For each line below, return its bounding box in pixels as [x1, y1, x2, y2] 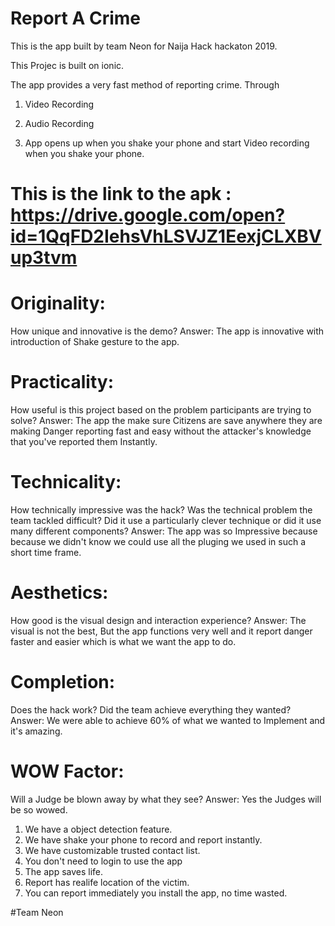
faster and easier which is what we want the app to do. [10, 635, 237, 647]
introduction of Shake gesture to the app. [10, 336, 180, 348]
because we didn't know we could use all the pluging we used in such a [10, 535, 306, 547]
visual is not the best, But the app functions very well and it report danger [10, 625, 313, 637]
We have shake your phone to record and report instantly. [24, 833, 263, 846]
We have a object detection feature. [24, 823, 173, 835]
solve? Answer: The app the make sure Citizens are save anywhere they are [10, 415, 323, 426]
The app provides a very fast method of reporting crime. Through [10, 78, 280, 91]
